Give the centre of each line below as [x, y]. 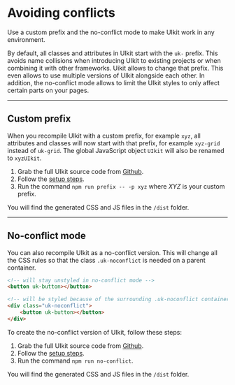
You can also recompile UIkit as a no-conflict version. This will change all [113, 252]
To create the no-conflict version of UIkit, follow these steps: [94, 332]
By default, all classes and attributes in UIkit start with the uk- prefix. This [113, 53]
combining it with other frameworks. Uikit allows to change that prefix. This [115, 68]
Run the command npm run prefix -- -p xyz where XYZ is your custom [121, 186]
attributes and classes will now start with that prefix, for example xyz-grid [114, 143]
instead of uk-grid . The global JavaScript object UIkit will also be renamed [116, 150]
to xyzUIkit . [24, 158]
